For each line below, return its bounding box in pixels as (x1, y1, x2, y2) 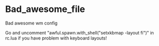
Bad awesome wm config (5, 20, 58, 26)
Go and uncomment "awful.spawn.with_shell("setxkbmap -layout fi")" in (5, 29, 154, 35)
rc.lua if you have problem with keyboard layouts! (5, 35, 107, 41)
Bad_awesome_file (5, 3, 85, 15)
